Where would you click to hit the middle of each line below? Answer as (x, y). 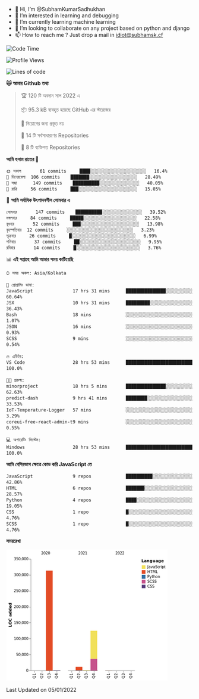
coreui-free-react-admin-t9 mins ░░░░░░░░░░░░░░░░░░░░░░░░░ (99, 422)
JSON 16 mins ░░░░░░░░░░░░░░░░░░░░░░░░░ (99, 327)
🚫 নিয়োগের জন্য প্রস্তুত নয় (42, 123)
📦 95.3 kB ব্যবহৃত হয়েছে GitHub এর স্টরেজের (66, 110)
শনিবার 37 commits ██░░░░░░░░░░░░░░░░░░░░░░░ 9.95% (84, 242)
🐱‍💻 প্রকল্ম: (15, 380)
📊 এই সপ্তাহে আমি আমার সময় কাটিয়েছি (40, 259)
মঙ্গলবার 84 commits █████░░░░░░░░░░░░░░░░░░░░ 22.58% (83, 218)
